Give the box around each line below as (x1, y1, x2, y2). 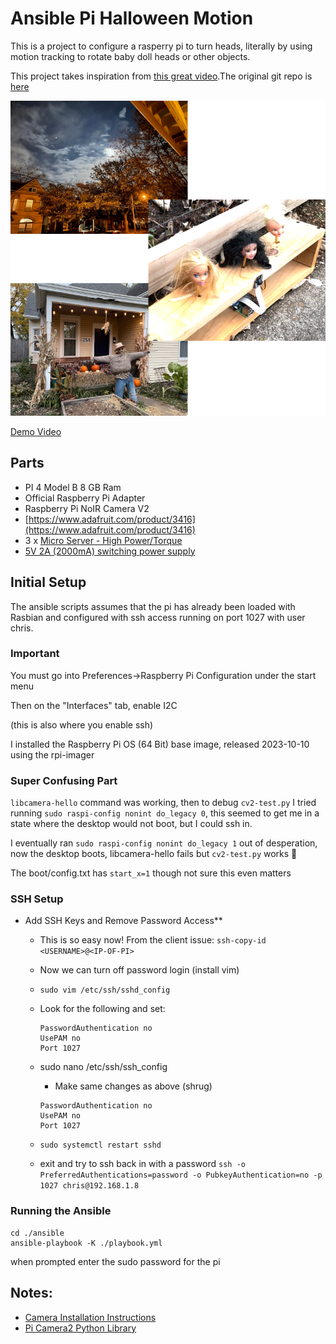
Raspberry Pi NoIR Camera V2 (24, 502, 150, 514)
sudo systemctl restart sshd (39, 1140, 162, 1151)
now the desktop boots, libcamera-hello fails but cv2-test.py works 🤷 (10, 848, 298, 860)
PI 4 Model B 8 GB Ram (24, 481, 122, 493)
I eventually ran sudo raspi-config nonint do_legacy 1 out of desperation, (10, 837, 318, 849)
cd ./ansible (10, 1228, 65, 1238)
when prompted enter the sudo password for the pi (10, 1255, 221, 1267)
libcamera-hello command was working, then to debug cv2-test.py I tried (10, 797, 317, 809)
